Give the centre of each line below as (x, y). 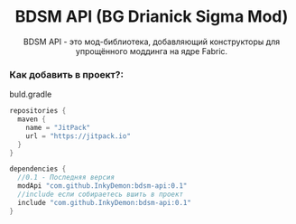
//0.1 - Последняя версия (66, 178)
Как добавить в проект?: (67, 74)
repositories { (38, 111)
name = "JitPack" (58, 127)
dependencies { (38, 169)
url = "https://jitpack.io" (78, 136)
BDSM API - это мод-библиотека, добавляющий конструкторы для (152, 42)
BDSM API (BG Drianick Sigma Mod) (152, 17)
